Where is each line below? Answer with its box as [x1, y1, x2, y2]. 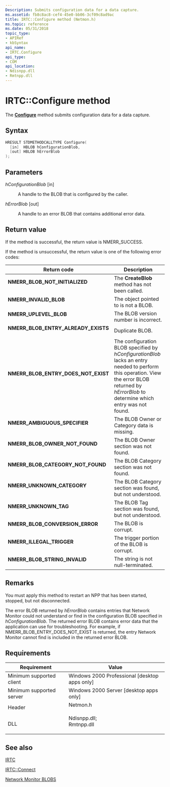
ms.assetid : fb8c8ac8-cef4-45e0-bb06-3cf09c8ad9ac [5, 12, 114, 17]
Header [8, 704, 26, 711]
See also [5, 743, 33, 752]
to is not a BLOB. [113, 301, 153, 309]
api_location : [5, 64, 35, 69]
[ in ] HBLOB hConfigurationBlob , [10, 145, 80, 150]
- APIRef [5, 36, 24, 41]
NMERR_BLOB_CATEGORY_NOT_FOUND [8, 461, 106, 468]
